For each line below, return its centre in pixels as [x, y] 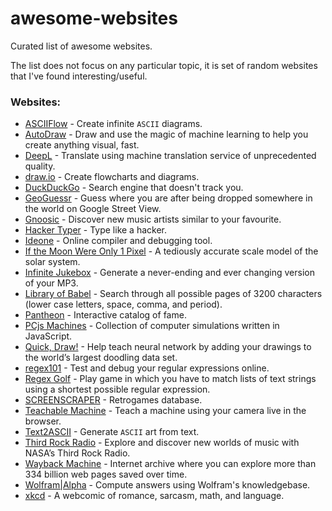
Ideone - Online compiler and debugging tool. [118, 241]
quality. [40, 166]
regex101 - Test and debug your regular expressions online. [147, 368]
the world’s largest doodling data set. [101, 358]
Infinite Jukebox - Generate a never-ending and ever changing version [169, 273]
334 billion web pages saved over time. [106, 474]
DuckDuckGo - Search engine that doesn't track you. [134, 188]
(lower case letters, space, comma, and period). [123, 304]
